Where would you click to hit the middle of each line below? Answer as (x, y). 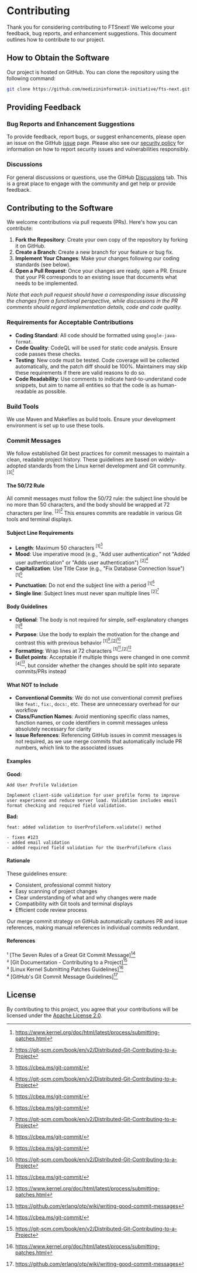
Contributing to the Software (60, 208)
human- (167, 385)
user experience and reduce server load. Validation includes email (92, 800)
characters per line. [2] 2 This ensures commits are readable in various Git (94, 512)
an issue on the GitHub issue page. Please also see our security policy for (96, 143)
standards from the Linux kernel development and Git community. (107, 466)
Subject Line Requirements (40, 532)
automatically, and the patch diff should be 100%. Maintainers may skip (101, 366)
